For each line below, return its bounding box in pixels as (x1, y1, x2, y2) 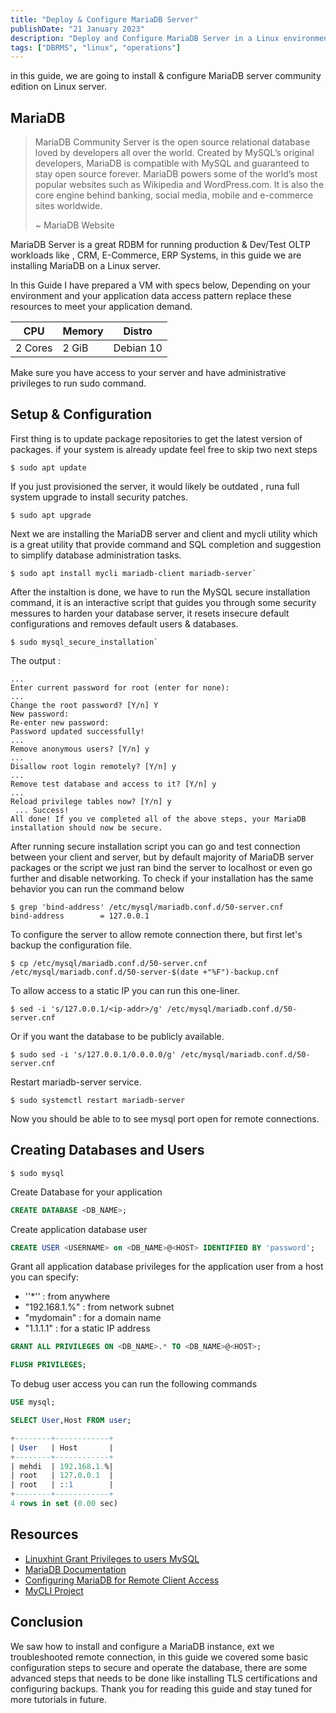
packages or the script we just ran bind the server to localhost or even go (10, 861, 313, 873)
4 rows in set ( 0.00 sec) (10, 1499, 118, 1509)
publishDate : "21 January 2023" (10, 24, 145, 34)
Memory (62, 324, 104, 338)
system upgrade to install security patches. (10, 491, 188, 503)
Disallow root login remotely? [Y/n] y (10, 761, 177, 771)
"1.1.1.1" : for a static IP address (24, 1322, 151, 1335)
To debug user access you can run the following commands (10, 1378, 258, 1390)
